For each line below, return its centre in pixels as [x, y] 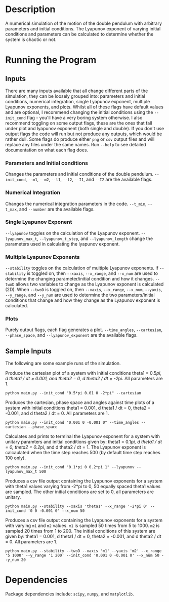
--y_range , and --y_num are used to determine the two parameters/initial [80, 295]
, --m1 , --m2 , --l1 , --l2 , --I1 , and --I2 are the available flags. [89, 179]
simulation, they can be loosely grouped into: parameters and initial [75, 96]
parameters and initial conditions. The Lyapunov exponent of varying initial [83, 28]
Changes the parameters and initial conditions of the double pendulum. [79, 174]
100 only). [16, 458]
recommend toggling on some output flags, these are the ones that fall [79, 123]
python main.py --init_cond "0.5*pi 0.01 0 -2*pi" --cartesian [73, 393]
